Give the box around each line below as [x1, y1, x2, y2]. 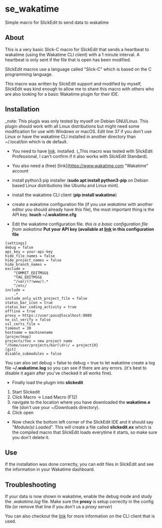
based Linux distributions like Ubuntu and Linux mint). [12, 182, 119, 188]
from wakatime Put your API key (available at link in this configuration [12, 226, 154, 232]
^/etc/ [14, 283, 27, 288]
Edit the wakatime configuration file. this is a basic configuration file [12, 221, 148, 227]
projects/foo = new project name [5, 339, 73, 343]
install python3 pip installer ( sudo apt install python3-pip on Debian [12, 177, 148, 183]
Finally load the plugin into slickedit [12, 379, 83, 385]
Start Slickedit [12, 389, 40, 394]
